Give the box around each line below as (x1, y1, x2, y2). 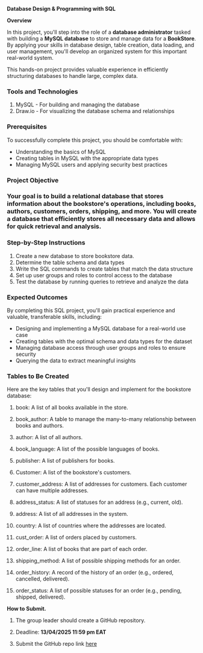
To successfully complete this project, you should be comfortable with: (7, 136, 183, 144)
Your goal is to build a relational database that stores (7, 192, 164, 201)
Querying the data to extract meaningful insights (15, 357, 136, 364)
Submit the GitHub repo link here (15, 640, 97, 648)
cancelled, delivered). (15, 575, 70, 582)
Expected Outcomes (7, 293, 68, 301)
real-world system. (7, 54, 54, 61)
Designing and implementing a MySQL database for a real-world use (15, 325, 186, 332)
